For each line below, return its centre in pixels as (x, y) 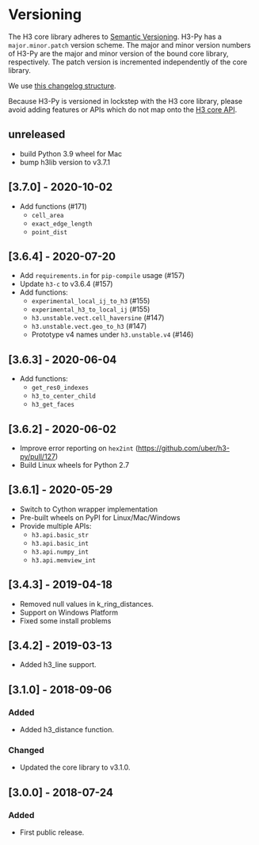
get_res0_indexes (60, 388)
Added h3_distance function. (67, 730)
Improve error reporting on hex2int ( (79, 448)
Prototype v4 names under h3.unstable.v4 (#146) (112, 334)
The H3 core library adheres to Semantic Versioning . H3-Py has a (115, 37)
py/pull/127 (38, 457)
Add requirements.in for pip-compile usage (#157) (102, 276)
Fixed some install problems (65, 620)
